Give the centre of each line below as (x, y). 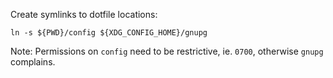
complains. (33, 62)
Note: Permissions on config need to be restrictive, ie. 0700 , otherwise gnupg (167, 51)
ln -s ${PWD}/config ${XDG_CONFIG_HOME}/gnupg (109, 33)
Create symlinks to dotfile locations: (84, 14)
